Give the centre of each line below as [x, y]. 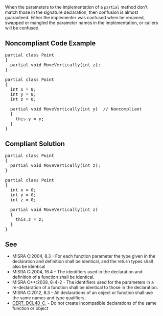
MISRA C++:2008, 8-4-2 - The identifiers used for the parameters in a [83, 282]
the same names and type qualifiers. [49, 298]
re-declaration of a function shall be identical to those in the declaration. [85, 288]
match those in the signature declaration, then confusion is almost [72, 12]
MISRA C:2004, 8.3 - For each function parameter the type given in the [84, 256]
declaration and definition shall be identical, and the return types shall [82, 262]
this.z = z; [30, 219]
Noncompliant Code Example [50, 43]
